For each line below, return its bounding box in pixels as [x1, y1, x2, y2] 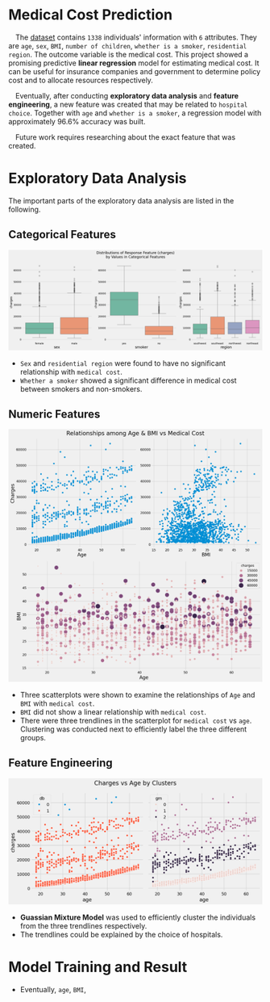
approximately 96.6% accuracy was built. [8, 116, 146, 126]
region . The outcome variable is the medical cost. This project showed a [8, 49, 248, 59]
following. [8, 204, 41, 214]
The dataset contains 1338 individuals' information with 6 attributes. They [15, 32, 258, 42]
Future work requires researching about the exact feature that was [15, 132, 236, 142]
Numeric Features [8, 407, 101, 421]
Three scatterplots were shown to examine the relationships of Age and [19, 690, 255, 699]
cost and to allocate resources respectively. [8, 75, 153, 85]
